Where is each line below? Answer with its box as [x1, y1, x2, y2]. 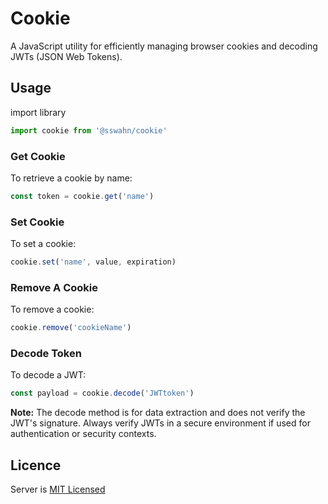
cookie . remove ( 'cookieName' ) [10, 323, 132, 333]
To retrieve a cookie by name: [10, 172, 133, 184]
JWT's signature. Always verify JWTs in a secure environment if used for [10, 417, 311, 429]
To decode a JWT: [10, 369, 87, 381]
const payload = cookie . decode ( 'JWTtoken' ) [10, 388, 195, 399]
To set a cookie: [10, 238, 77, 250]
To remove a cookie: [10, 303, 95, 316]
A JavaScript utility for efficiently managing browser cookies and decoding [10, 40, 318, 52]
